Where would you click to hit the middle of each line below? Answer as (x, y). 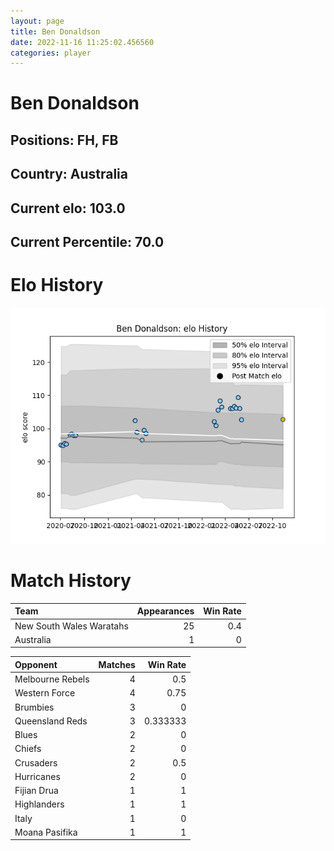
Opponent (36, 664)
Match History (71, 581)
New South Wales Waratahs (71, 626)
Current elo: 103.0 (68, 208)
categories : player (51, 53)
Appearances (165, 611)
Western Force (45, 693)
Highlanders (39, 804)
